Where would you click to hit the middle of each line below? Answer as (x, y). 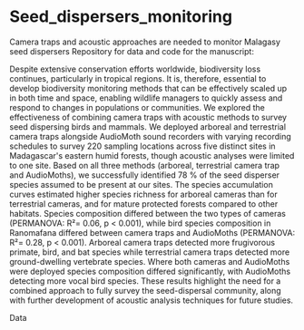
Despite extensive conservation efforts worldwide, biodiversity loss (135, 69)
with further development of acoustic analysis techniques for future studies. (151, 300)
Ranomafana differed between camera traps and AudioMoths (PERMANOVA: (152, 232)
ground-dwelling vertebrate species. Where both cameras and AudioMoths (150, 261)
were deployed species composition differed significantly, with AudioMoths (150, 271)
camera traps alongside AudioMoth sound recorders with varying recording (151, 136)
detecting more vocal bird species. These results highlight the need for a (145, 281)
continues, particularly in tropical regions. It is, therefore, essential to (138, 78)
